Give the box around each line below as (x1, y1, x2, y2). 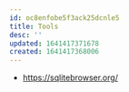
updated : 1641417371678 (9, 38, 100, 48)
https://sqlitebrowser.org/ (22, 72, 118, 83)
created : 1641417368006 (9, 47, 100, 56)
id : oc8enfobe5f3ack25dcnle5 (9, 13, 120, 23)
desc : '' (9, 30, 43, 39)
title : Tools (9, 22, 59, 31)
